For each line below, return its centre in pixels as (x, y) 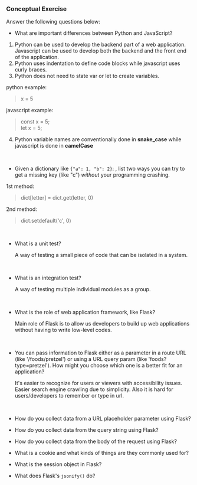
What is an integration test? (48, 278)
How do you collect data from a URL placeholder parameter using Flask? (103, 419)
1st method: (20, 186)
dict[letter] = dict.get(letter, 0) (57, 198)
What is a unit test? (38, 243)
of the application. (37, 57)
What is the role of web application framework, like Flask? (85, 313)
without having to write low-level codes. (63, 330)
